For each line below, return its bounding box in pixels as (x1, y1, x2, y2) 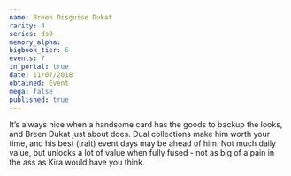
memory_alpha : (9, 37, 62, 47)
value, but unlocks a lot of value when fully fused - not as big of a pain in (9, 148, 275, 158)
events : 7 (9, 54, 46, 63)
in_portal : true (9, 63, 69, 72)
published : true (9, 95, 69, 104)
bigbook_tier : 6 (9, 46, 69, 55)
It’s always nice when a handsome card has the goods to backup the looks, (9, 119, 283, 130)
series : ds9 (9, 29, 53, 38)
